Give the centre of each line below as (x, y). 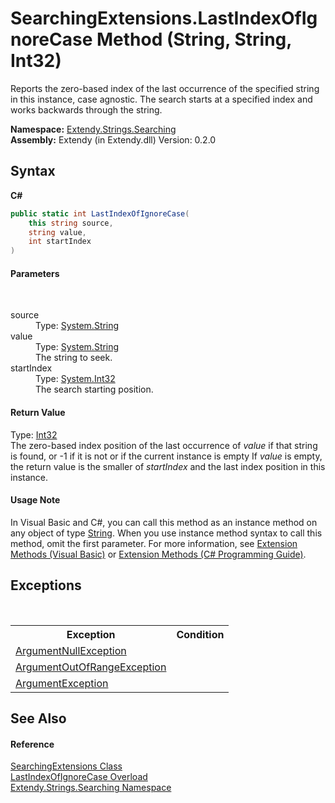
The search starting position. (94, 389)
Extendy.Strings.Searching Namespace (91, 788)
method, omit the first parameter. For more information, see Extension (154, 543)
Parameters (35, 273)
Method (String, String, (194, 39)
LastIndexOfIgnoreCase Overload (79, 777)
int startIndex (60, 242)
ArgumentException (62, 683)
